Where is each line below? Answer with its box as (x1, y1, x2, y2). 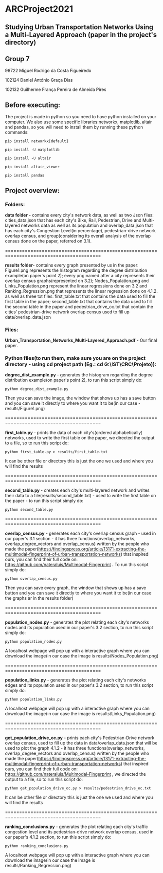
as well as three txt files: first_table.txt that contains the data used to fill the (5, 293, 156, 299)
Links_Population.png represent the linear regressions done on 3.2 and (5, 283, 147, 289)
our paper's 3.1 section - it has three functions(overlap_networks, (5, 536, 136, 542)
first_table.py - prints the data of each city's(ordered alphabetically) (5, 430, 143, 436)
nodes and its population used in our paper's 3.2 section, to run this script (5, 625, 153, 631)
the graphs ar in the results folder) (5, 595, 74, 601)
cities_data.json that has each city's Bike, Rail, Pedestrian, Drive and (5, 217, 142, 223)
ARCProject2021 (5, 3, 73, 15)
